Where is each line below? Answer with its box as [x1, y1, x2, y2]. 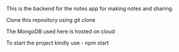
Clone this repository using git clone [6, 17, 96, 23]
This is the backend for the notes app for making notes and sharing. [6, 5, 174, 12]
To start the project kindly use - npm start [6, 40, 109, 46]
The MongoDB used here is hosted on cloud [6, 28, 115, 35]
